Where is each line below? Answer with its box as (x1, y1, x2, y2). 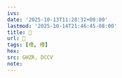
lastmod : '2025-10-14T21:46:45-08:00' (7, 22, 117, 29)
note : (7, 60, 22, 67)
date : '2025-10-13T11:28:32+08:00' (7, 16, 108, 23)
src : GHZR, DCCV (7, 54, 53, 61)
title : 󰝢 (7, 28, 32, 36)
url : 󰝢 (7, 35, 26, 42)
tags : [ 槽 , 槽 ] (7, 41, 48, 48)
